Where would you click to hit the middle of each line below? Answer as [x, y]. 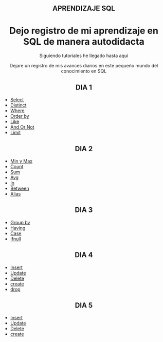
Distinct [18, 105]
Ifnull [16, 239]
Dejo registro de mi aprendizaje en [84, 31]
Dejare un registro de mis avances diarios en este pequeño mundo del [84, 66]
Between [20, 188]
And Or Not [22, 127]
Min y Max [21, 161]
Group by [20, 222]
